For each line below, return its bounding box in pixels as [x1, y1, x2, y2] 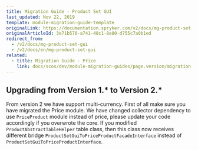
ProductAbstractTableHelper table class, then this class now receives [6, 126, 174, 133]
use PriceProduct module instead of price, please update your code [6, 113, 171, 121]
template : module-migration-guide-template [6, 19, 115, 25]
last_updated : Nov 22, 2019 [6, 14, 75, 20]
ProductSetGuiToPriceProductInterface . [6, 138, 103, 145]
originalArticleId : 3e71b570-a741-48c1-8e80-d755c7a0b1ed [6, 31, 151, 36]
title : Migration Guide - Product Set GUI [6, 8, 112, 15]
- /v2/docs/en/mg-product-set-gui [11, 47, 96, 53]
